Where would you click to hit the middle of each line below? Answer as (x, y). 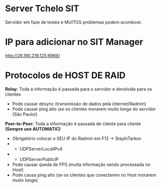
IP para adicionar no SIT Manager (74, 42)
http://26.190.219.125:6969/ (33, 55)
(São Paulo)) (25, 114)
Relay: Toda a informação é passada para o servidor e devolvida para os (79, 89)
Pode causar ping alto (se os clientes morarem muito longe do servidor (84, 109)
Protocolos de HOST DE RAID (66, 75)
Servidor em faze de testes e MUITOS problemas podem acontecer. (74, 22)
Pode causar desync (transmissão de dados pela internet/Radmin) (79, 104)
